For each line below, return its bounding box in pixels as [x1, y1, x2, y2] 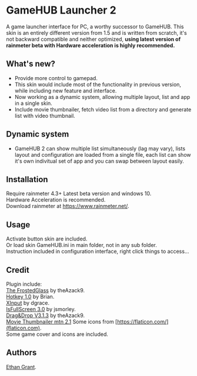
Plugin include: [6, 281, 42, 288]
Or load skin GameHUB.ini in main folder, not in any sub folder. [6, 242, 158, 249]
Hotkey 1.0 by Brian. [6, 293, 55, 300]
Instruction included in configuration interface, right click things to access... [6, 248, 189, 255]
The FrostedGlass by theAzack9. [6, 287, 85, 293]
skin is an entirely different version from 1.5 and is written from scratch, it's [6, 29, 187, 36]
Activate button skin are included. [6, 235, 88, 242]
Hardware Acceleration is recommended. [6, 196, 106, 203]
